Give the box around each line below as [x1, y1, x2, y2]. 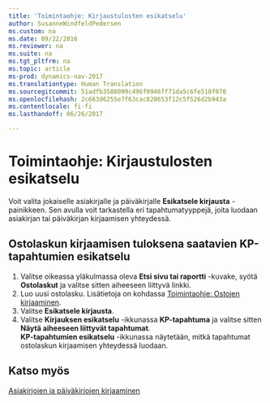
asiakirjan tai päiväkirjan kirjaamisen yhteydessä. [8, 213, 172, 223]
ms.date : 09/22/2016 [8, 34, 79, 43]
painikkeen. [8, 205, 47, 214]
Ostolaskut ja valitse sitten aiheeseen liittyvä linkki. [19, 279, 192, 289]
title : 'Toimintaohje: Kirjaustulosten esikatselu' [8, 11, 186, 20]
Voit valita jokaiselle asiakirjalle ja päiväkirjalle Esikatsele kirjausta [8, 196, 230, 206]
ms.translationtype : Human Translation [8, 80, 144, 88]
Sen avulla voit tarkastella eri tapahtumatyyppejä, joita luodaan [48, 205, 258, 214]
